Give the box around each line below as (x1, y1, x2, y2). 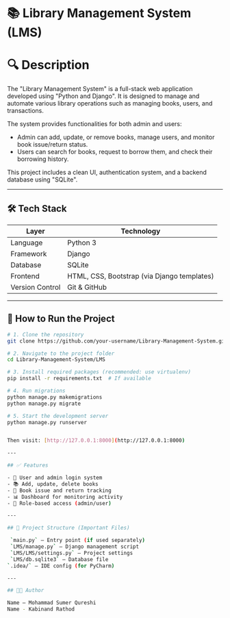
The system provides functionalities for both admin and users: (7, 120, 182, 128)
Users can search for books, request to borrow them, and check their (16, 148, 213, 156)
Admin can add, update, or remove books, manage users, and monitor (16, 133, 215, 141)
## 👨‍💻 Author (7, 587, 44, 594)
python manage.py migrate (7, 400, 81, 407)
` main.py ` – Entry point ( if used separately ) (10, 537, 146, 544)
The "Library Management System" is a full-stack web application (7, 85, 193, 93)
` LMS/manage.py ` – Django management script (10, 543, 139, 550)
